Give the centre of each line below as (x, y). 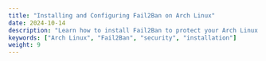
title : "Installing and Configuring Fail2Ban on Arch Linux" (112, 15)
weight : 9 (25, 45)
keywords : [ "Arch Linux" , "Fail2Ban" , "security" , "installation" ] (123, 38)
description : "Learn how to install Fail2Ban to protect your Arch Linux (133, 30)
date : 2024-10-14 (37, 23)
